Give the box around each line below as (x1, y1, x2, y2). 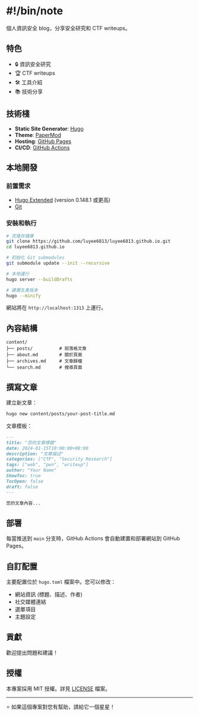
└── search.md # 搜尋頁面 (6, 365, 83, 370)
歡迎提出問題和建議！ (6, 649, 58, 656)
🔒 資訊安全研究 (14, 61, 52, 68)
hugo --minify (6, 293, 41, 299)
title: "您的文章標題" (6, 439, 57, 446)
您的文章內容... (6, 500, 41, 506)
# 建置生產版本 (6, 287, 38, 293)
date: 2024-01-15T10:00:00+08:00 (6, 445, 89, 451)
